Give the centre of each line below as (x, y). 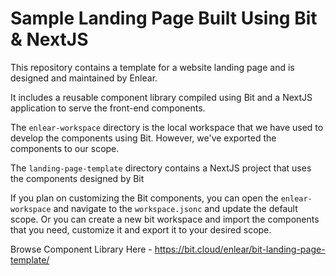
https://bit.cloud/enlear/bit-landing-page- (240, 249)
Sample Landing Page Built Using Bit (164, 18)
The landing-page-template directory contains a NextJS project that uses (161, 168)
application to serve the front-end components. (108, 108)
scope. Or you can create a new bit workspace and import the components (165, 219)
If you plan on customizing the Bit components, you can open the (144, 198)
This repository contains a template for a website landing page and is (152, 67)
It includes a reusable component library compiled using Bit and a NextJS (161, 97)
